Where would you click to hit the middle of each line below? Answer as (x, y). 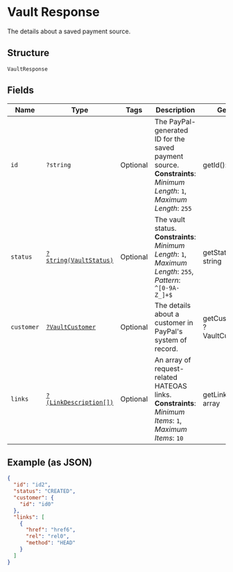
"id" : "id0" (37, 504)
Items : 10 (169, 437)
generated (172, 130)
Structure (28, 53)
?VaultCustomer (71, 327)
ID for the (170, 139)
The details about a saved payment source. (69, 31)
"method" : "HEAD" (51, 543)
